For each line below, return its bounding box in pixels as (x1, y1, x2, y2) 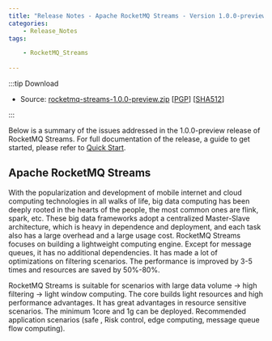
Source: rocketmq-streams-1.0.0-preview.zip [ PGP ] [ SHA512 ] (19, 95, 225, 103)
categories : (8, 19, 49, 27)
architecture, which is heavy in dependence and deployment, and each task (8, 221, 261, 231)
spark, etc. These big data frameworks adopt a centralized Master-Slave (8, 213, 250, 223)
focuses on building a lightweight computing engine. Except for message (8, 239, 252, 249)
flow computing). (8, 323, 66, 333)
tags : (8, 34, 27, 43)
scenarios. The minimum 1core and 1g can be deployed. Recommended (8, 306, 247, 316)
